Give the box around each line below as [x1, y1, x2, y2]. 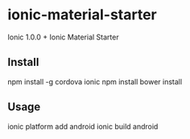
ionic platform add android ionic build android [7, 121, 159, 131]
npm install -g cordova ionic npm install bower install [7, 76, 183, 86]
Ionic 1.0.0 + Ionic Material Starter [7, 32, 119, 42]
